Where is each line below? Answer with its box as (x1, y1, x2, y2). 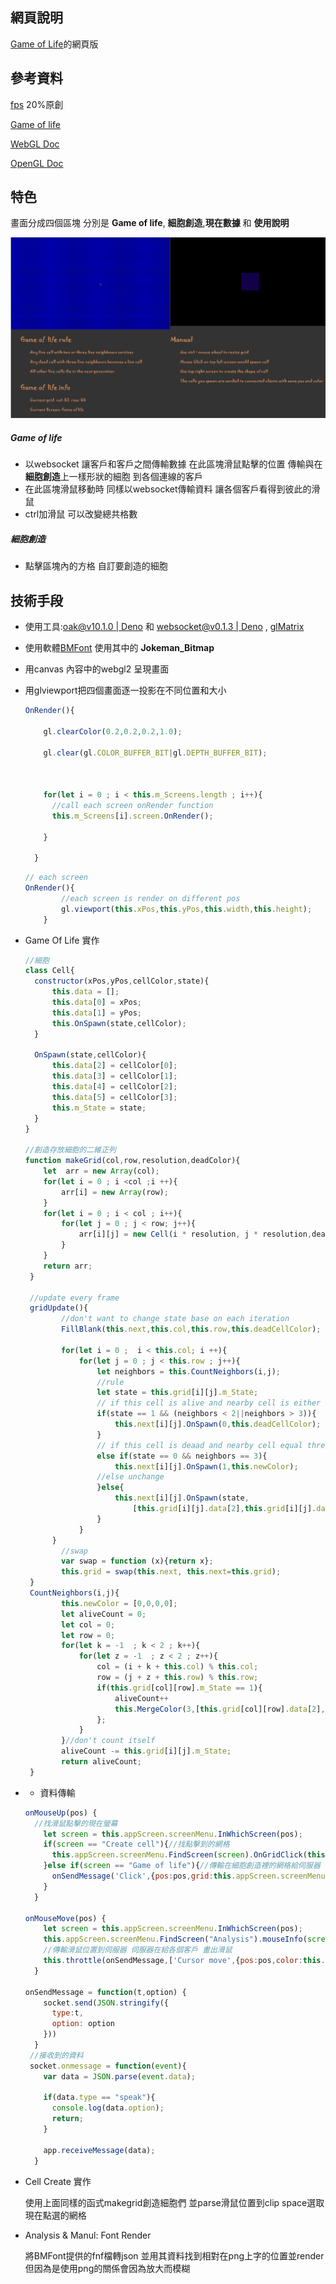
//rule (96, 1377, 125, 1387)
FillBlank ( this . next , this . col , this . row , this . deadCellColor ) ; (61, 1324, 322, 1335)
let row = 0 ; (61, 1630, 116, 1640)
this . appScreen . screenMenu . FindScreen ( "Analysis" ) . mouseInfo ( (43, 1934, 308, 1945)
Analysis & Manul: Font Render (24, 2229, 152, 2241)
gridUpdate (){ (29, 1303, 89, 1313)
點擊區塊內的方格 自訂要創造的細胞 (24, 560, 168, 572)
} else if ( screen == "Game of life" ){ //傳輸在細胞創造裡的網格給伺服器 (43, 1861, 321, 1871)
